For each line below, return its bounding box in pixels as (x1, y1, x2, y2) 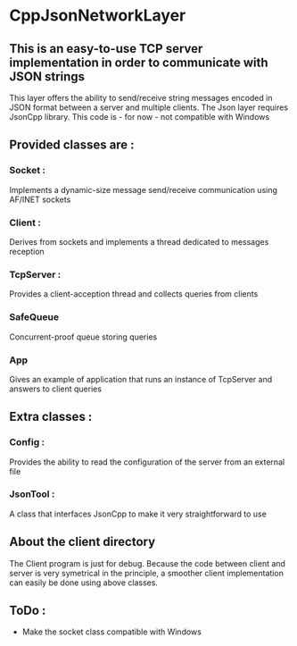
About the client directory (9, 534, 156, 550)
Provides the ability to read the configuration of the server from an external (9, 457, 285, 467)
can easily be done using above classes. (9, 577, 159, 588)
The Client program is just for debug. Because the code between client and (9, 558, 285, 568)
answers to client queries (9, 383, 103, 394)
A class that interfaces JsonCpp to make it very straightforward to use (9, 508, 268, 519)
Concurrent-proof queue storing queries (9, 331, 158, 342)
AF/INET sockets (9, 194, 71, 205)
